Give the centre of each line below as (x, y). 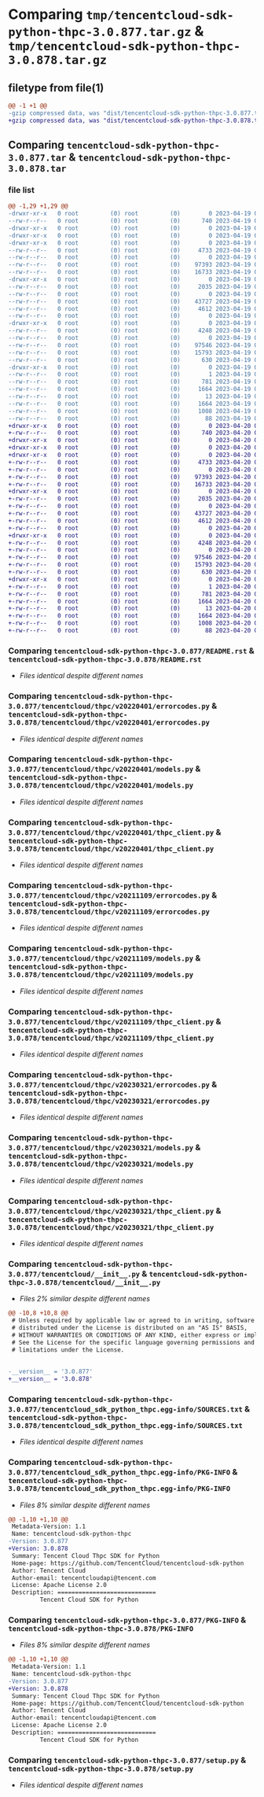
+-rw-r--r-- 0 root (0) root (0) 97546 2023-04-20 (130, 557)
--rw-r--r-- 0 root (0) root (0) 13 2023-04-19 (130, 397)
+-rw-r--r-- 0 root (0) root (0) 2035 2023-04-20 (130, 499)
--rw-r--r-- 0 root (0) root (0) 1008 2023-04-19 (130, 411)
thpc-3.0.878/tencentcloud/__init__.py (84, 1282)
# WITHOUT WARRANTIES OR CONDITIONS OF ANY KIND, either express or (126, 1335)
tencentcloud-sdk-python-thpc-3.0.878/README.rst (105, 659)
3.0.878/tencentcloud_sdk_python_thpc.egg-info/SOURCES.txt (126, 1425)
